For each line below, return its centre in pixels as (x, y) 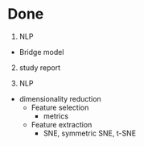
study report (40, 67)
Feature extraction (62, 124)
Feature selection (60, 107)
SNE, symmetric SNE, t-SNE (90, 133)
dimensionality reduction (60, 98)
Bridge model (41, 52)
